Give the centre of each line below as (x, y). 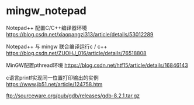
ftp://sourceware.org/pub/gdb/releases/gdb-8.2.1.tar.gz (73, 96)
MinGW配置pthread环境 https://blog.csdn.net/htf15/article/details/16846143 (97, 65)
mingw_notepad (46, 11)
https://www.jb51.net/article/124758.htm (54, 84)
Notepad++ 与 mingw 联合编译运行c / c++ (57, 46)
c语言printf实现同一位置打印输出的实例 (53, 77)
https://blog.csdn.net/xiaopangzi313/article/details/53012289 (80, 34)
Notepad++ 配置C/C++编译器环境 (47, 28)
